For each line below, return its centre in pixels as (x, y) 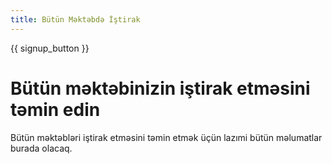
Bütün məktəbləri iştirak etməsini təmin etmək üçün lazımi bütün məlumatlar (166, 137)
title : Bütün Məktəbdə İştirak (75, 19)
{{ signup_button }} (50, 48)
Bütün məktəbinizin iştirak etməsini (160, 88)
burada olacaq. (41, 148)
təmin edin (55, 109)
